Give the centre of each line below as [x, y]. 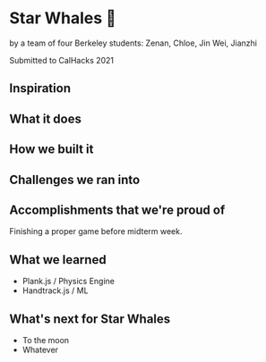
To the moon [46, 340]
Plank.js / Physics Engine [68, 282]
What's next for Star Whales [90, 319]
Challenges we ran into [75, 179]
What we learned [58, 260]
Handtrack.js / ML [55, 290]
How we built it [51, 150]
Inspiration [40, 88]
